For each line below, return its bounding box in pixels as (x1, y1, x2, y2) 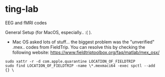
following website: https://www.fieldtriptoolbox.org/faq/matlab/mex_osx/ (12, 49, 160, 55)
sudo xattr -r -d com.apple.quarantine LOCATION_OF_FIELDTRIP (5, 59, 135, 64)
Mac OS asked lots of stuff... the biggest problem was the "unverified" (12, 38, 155, 45)
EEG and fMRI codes (5, 20, 47, 26)
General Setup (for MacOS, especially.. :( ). (5, 29, 92, 35)
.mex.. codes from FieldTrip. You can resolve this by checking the (12, 44, 145, 50)
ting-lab (5, 3, 38, 15)
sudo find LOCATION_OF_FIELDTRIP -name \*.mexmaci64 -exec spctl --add (5, 63, 155, 68)
